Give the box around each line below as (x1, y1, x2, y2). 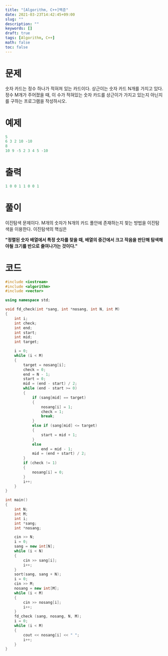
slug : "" (5, 17, 24, 22)
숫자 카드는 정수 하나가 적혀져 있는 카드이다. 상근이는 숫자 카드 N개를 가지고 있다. (5, 85, 163, 91)
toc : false (5, 45, 28, 50)
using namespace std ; (5, 298, 51, 303)
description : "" (5, 21, 39, 27)
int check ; (14, 321, 37, 326)
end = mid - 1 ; (41, 446, 73, 452)
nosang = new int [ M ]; (14, 586, 59, 591)
